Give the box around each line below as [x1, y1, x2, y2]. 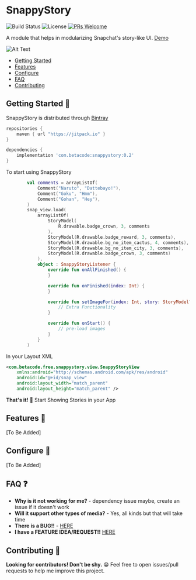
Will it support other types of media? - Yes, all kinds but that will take [14, 510, 183, 517]
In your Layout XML [6, 352, 53, 360]
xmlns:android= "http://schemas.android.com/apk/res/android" [16, 369, 168, 375]
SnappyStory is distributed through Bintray [6, 114, 108, 121]
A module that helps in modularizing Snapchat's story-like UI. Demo [6, 34, 169, 41]
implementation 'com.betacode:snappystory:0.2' [16, 153, 134, 159]
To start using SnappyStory [6, 169, 72, 176]
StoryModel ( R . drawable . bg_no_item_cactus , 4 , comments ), [47, 239, 190, 246]
